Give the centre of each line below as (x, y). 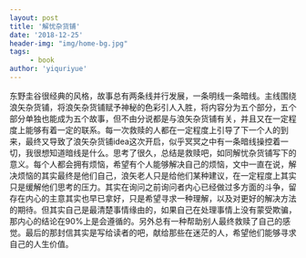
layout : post (34, 18)
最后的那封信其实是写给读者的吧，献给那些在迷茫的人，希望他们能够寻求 (161, 232)
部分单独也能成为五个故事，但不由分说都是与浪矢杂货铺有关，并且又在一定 (149, 119)
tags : (20, 52)
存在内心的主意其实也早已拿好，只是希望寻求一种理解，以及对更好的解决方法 (153, 198)
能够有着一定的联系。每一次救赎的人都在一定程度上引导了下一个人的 (153, 129)
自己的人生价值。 (41, 243)
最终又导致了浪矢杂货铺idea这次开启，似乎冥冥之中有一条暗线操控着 (153, 141)
